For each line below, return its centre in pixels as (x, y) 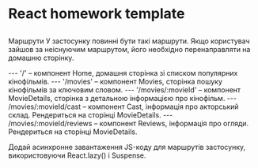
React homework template (97, 14)
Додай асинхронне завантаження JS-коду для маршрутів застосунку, (127, 147)
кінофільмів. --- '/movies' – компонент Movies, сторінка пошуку (116, 81)
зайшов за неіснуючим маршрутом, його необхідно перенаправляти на (129, 49)
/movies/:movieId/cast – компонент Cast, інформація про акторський (123, 106)
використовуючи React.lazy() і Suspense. (77, 155)
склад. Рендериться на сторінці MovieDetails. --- (91, 114)
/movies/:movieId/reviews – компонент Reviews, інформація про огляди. (129, 123)
